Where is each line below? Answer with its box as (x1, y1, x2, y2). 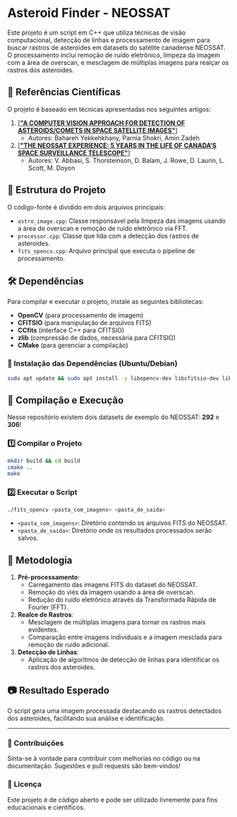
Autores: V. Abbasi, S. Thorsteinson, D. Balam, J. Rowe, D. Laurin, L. (28, 156, 225, 164)
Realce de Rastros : (17, 610, 74, 619)
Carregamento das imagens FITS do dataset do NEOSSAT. (28, 581, 198, 589)
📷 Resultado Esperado (7, 684, 110, 696)
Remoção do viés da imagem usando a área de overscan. (28, 588, 195, 597)
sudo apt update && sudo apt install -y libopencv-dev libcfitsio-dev (7, 375, 219, 382)
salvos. (17, 534, 39, 543)
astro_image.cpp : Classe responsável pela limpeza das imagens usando (17, 217, 226, 225)
